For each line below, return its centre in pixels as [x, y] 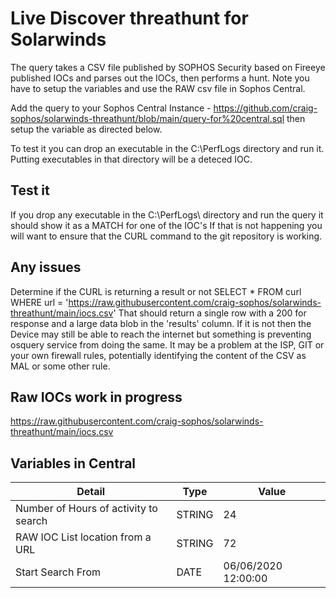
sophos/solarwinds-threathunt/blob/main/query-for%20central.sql [147, 118]
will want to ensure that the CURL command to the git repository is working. [166, 236]
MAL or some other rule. [60, 366]
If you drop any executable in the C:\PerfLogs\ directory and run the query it [167, 214]
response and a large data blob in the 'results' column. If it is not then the [161, 323]
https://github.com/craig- [265, 108]
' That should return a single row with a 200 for [210, 313]
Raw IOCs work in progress [96, 397]
